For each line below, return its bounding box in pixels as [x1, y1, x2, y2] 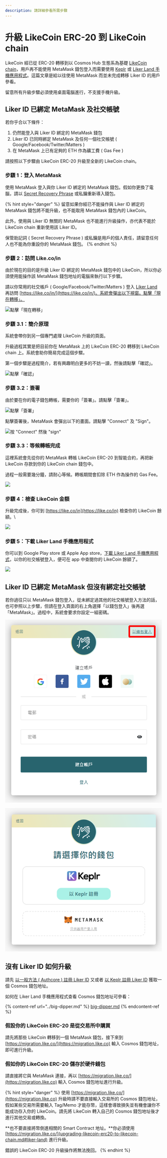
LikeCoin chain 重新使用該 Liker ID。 [5, 224, 80, 230]
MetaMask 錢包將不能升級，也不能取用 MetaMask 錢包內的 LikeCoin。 [5, 207, 149, 213]
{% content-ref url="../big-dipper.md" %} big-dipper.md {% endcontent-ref [5, 1003, 160, 1009]
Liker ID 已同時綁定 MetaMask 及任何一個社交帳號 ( [12, 136, 117, 142]
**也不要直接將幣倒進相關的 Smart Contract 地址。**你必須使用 [5, 1125, 135, 1131]
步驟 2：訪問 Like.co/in [5, 254, 61, 261]
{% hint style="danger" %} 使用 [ [5, 1090, 73, 1096]
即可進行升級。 [5, 1047, 36, 1053]
